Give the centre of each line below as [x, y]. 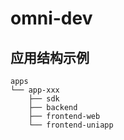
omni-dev [51, 18]
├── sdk [44, 99]
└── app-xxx [35, 90]
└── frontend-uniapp [71, 125]
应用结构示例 [50, 57]
